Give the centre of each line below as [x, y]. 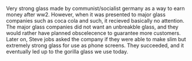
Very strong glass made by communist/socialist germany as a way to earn [95, 8]
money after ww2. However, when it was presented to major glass [86, 15]
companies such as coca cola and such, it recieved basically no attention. [95, 21]
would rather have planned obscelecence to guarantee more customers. [93, 33]
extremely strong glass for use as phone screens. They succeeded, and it [95, 45]
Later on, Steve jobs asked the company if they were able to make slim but [96, 39]
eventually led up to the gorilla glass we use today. [67, 51]
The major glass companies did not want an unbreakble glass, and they [92, 27]
